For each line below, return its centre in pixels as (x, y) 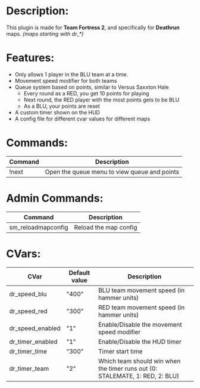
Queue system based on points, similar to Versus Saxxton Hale (92, 87)
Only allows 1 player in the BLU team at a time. (71, 74)
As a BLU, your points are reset (62, 106)
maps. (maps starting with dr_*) (45, 33)
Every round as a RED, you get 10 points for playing (86, 93)
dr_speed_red (28, 311)
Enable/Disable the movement (140, 324)
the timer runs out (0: (128, 368)
